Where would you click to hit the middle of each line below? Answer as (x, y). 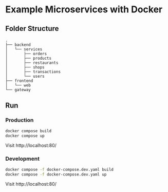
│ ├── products (29, 58)
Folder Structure (32, 29)
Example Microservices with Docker (84, 10)
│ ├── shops (25, 67)
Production (20, 120)
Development (23, 159)
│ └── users (25, 76)
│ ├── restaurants (32, 63)
